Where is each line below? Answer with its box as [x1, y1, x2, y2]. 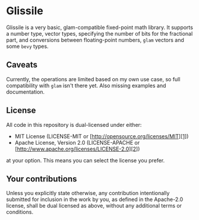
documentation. [6, 88, 45, 95]
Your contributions [6, 174, 77, 184]
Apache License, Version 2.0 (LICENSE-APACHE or [14, 139, 140, 146]
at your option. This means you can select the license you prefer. [6, 157, 165, 164]
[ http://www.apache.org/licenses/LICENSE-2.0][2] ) [14, 145, 140, 152]
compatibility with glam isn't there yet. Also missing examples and [6, 82, 166, 89]
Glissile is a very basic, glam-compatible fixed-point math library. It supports [6, 24, 193, 31]
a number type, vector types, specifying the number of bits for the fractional [6, 30, 193, 37]
